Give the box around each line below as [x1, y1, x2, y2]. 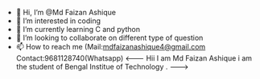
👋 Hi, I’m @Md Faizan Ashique [15, 8, 117, 17]
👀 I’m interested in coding [15, 16, 101, 26]
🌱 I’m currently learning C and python [15, 25, 141, 34]
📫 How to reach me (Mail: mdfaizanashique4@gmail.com [15, 42, 206, 51]
